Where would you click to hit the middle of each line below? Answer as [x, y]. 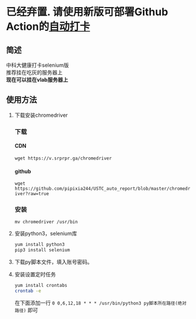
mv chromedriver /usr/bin [46, 222]
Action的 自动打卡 [48, 27]
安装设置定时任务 [35, 275]
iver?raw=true [32, 194]
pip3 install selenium [42, 250]
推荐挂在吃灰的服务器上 [34, 72]
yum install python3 [39, 245]
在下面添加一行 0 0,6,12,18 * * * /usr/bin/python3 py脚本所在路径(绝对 [100, 303]
